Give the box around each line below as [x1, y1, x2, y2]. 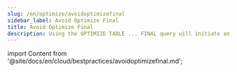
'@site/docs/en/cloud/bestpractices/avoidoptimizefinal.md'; [7, 57, 183, 66]
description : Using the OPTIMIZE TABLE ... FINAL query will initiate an [7, 30, 231, 37]
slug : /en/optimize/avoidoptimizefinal [7, 10, 126, 18]
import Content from [7, 49, 67, 58]
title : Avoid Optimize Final [7, 23, 94, 30]
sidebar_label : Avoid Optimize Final [7, 17, 119, 24]
